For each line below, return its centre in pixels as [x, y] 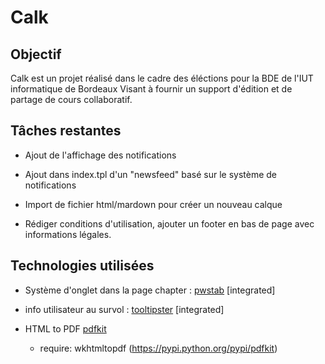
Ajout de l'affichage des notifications [100, 155]
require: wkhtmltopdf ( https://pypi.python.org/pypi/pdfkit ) [158, 348]
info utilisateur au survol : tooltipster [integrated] [124, 309]
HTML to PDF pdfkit [65, 328]
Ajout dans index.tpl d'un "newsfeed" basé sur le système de [151, 174]
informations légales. [68, 234]
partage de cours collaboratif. [71, 99]
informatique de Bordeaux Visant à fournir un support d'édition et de [151, 89]
